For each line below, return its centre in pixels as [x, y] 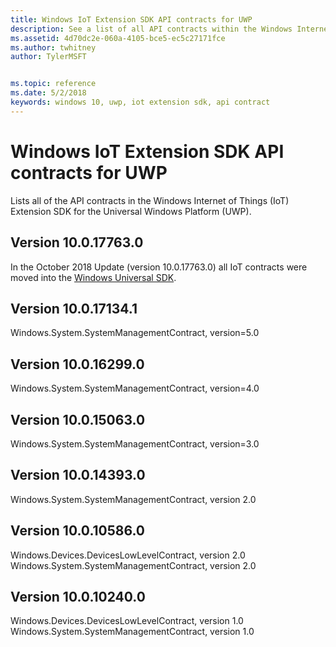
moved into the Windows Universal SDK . [93, 277]
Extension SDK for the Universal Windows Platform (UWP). [131, 211]
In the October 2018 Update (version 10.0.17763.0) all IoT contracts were [159, 267]
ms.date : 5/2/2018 [48, 93]
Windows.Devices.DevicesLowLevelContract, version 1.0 [127, 621]
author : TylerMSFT [48, 57]
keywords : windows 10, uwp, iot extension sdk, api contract [140, 102]
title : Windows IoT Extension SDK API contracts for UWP [131, 19]
